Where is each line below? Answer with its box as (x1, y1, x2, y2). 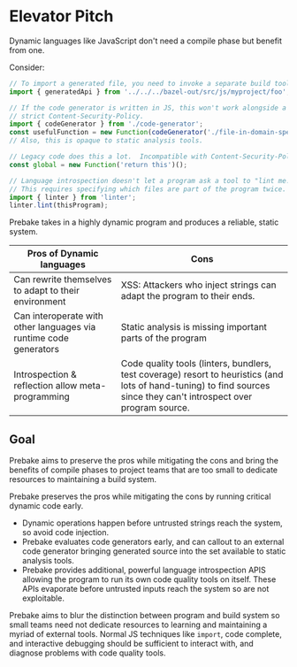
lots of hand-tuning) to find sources (120, 379, 270, 392)
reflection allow (13, 379, 78, 392)
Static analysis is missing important (120, 321, 268, 333)
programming (13, 391, 71, 403)
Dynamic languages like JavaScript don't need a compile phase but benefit (9, 35, 283, 46)
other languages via (13, 321, 96, 333)
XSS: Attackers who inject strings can (120, 279, 277, 291)
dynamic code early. (9, 501, 84, 511)
